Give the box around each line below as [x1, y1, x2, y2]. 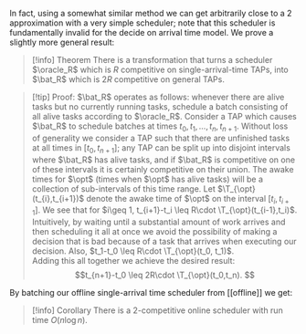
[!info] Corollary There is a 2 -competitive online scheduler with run [31, 305, 283, 316]
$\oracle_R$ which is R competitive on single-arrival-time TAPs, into [31, 64, 290, 75]
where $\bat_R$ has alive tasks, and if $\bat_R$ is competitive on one [31, 154, 295, 165]
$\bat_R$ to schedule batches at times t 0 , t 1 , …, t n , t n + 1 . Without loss [31, 120, 289, 133]
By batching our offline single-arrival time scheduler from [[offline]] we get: [9, 287, 293, 298]
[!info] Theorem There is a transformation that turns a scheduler [31, 55, 273, 65]
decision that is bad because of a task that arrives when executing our [31, 236, 297, 247]
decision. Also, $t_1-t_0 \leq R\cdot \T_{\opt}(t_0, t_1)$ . [31, 245, 235, 256]
